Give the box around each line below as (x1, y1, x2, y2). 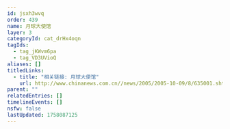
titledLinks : (7, 67, 44, 74)
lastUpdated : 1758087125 (7, 111, 78, 118)
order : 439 (7, 16, 38, 23)
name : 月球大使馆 (7, 23, 51, 29)
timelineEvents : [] (7, 99, 63, 106)
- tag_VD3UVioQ (13, 55, 57, 61)
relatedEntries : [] (7, 93, 63, 100)
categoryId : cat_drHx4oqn (7, 35, 81, 42)
